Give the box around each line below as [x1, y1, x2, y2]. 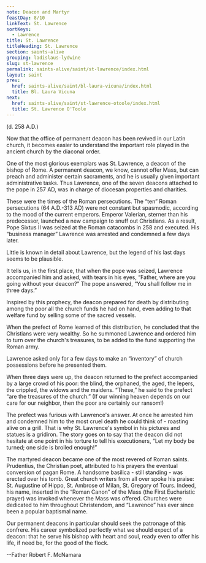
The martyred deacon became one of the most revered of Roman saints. [6, 455, 189, 463]
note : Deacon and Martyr [6, 9, 70, 15]
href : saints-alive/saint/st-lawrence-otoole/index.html [12, 100, 161, 106]
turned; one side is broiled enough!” [6, 443, 97, 451]
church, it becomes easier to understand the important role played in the [6, 141, 189, 148]
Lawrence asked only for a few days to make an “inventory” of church [6, 354, 183, 362]
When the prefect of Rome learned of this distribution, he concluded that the [6, 323, 200, 331]
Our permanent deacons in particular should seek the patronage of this [6, 519, 186, 527]
